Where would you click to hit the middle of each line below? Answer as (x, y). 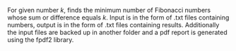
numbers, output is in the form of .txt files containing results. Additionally (113, 25)
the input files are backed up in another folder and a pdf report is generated (117, 32)
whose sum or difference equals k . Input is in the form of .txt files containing (118, 17)
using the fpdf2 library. (41, 40)
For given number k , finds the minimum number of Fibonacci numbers (109, 10)
